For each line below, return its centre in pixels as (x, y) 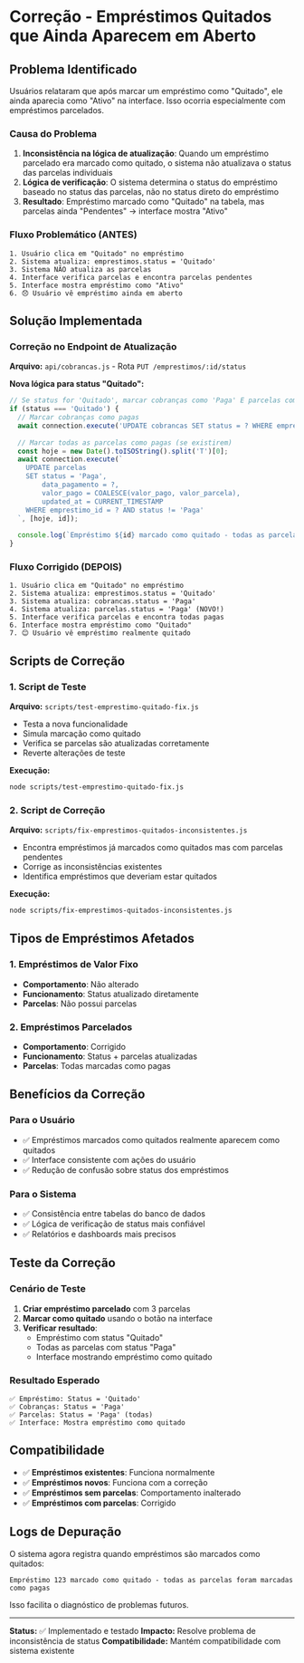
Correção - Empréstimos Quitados (141, 17)
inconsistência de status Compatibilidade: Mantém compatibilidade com (145, 1640)
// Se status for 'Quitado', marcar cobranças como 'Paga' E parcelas (145, 400)
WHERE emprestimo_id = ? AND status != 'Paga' (115, 510)
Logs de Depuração (66, 1532)
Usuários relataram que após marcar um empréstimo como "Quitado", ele (146, 91)
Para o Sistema (43, 1194)
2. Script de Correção (57, 810)
